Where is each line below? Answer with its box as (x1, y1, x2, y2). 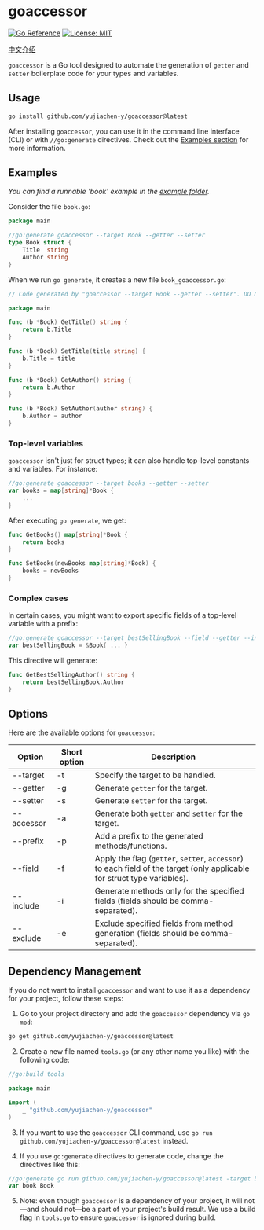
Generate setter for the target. (94, 795, 208, 806)
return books (22, 538, 65, 546)
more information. (8, 143, 66, 152)
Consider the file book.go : (8, 202, 90, 211)
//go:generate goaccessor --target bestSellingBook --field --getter (8, 634, 241, 642)
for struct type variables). (94, 873, 189, 884)
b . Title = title (22, 354, 76, 362)
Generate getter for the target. (94, 783, 208, 794)
